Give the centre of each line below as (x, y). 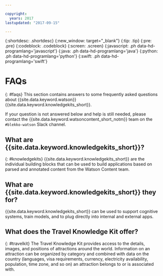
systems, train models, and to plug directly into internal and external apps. (79, 216)
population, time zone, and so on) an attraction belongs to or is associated (80, 264)
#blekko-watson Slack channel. (36, 125)
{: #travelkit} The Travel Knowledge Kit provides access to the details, (75, 244)
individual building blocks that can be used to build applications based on (79, 164)
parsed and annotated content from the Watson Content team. (67, 169)
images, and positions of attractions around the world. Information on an (78, 248)
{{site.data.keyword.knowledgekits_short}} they (81, 192)
